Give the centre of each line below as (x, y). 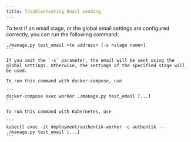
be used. (17, 71)
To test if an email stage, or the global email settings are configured (88, 28)
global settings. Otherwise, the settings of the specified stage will (95, 65)
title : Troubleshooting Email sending (53, 11)
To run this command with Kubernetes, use (59, 112)
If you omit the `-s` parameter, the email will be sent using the (91, 60)
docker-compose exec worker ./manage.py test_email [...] (78, 96)
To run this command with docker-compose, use (64, 81)
